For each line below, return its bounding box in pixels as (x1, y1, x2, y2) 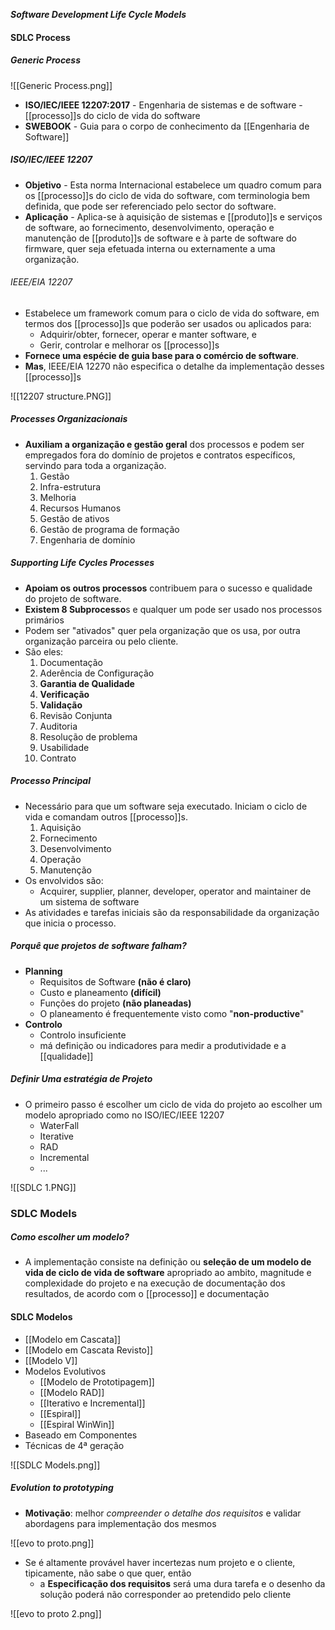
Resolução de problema (39, 730, 138, 743)
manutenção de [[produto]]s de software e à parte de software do (24, 232, 297, 244)
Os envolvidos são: (24, 874, 104, 886)
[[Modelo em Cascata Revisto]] (24, 1344, 154, 1356)
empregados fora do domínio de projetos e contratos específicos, (24, 449, 296, 461)
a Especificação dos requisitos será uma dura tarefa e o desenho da (39, 1577, 326, 1589)
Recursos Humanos (39, 502, 122, 514)
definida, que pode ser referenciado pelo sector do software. (24, 200, 277, 212)
